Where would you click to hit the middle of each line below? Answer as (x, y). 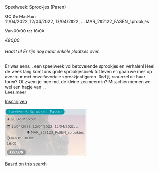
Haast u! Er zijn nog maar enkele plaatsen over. (52, 51)
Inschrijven (16, 102)
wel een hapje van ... (26, 87)
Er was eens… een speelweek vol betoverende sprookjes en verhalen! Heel (80, 66)
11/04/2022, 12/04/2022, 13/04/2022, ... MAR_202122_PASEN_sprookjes (77, 22)
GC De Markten (21, 16)
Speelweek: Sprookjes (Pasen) (36, 7)
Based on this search (26, 164)
